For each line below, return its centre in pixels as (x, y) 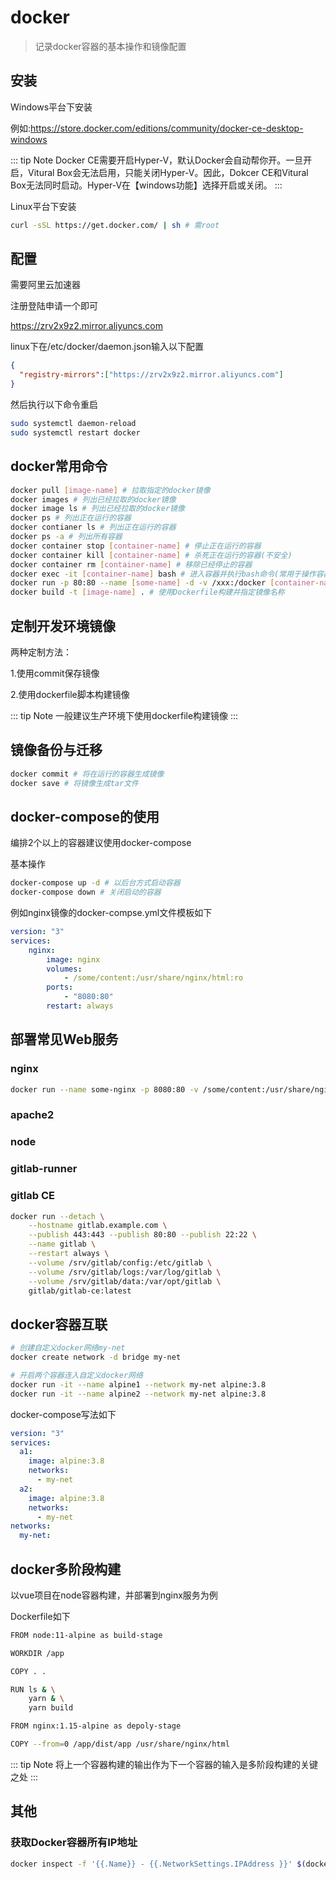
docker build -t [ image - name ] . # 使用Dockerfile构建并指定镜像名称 (147, 592)
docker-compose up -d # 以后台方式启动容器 (95, 883)
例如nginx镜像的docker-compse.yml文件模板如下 (111, 913)
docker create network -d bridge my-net (96, 1357)
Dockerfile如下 (40, 1616)
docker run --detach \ (57, 1216)
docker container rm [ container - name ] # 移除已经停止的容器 (131, 564)
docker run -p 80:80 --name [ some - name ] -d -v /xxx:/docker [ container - (165, 583)
